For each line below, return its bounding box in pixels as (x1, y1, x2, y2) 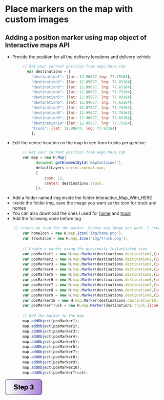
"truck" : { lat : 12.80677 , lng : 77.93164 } (31, 126, 117, 131)
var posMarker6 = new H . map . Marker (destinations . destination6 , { (22, 277, 156, 282)
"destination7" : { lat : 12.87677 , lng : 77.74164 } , (31, 105, 134, 110)
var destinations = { (26, 69, 71, 74)
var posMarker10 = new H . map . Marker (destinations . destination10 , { (22, 298, 161, 303)
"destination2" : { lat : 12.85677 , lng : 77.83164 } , (31, 79, 134, 84)
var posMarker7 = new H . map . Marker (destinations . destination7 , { (22, 282, 156, 287)
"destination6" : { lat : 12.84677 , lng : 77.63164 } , (31, 100, 134, 105)
